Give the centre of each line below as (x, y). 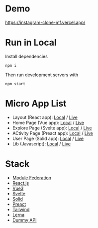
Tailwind (21, 209)
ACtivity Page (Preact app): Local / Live (52, 133)
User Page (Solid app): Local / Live (48, 138)
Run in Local (31, 43)
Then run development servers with (42, 75)
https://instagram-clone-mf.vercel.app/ (45, 22)
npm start (15, 84)
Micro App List (36, 104)
